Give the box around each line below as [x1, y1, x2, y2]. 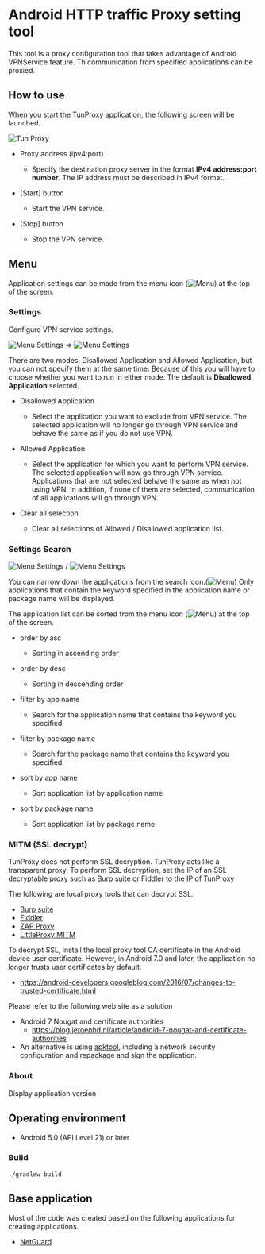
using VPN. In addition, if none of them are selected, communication [31, 484, 255, 494]
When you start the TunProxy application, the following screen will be [8, 110, 235, 119]
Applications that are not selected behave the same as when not [31, 476, 242, 485]
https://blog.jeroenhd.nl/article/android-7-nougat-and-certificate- [31, 1025, 248, 1035]
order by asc [19, 633, 62, 642]
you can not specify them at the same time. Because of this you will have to [8, 364, 255, 373]
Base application [8, 1192, 93, 1206]
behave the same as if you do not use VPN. [31, 428, 173, 438]
